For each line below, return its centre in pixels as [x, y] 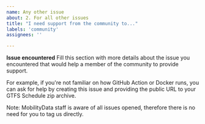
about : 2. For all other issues [47, 18]
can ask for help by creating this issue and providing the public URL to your [101, 89]
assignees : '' [24, 35]
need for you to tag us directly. [45, 114]
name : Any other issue [35, 12]
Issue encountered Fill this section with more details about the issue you [98, 58]
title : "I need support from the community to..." [72, 23]
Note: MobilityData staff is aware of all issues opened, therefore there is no [101, 107]
